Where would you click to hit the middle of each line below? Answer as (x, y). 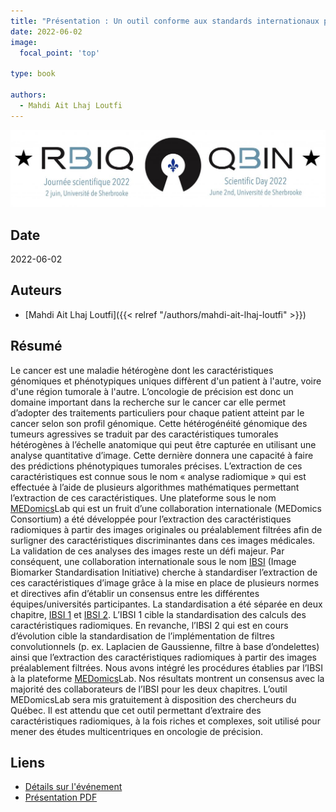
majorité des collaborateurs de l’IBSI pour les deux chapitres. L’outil (149, 689)
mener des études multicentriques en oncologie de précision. (137, 731)
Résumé (36, 346)
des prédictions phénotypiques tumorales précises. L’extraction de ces (156, 466)
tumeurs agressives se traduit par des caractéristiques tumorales (144, 434)
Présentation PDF (61, 797)
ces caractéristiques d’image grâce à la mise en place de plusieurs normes (165, 582)
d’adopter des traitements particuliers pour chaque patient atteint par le (157, 412)
